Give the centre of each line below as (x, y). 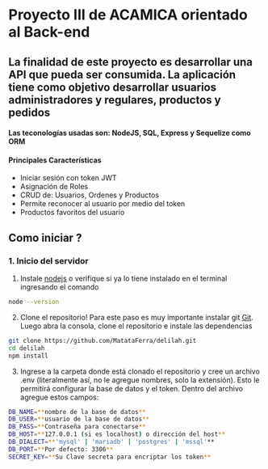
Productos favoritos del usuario (72, 213)
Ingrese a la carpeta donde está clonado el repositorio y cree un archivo (140, 371)
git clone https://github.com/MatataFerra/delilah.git (103, 340)
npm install (28, 356)
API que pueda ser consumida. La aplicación (122, 74)
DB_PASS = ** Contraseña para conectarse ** (77, 427)
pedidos (29, 112)
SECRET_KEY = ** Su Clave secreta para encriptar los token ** (110, 457)
